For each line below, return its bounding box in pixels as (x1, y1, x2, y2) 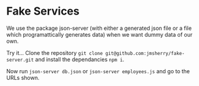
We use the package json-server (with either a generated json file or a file (6, 24, 192, 32)
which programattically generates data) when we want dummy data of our (6, 30, 193, 38)
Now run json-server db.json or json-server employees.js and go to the (6, 67, 190, 74)
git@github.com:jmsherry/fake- (105, 50, 185, 56)
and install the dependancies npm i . (35, 56, 125, 63)
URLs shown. (6, 74, 40, 81)
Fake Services (6, 4, 80, 18)
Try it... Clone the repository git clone (6, 49, 103, 56)
